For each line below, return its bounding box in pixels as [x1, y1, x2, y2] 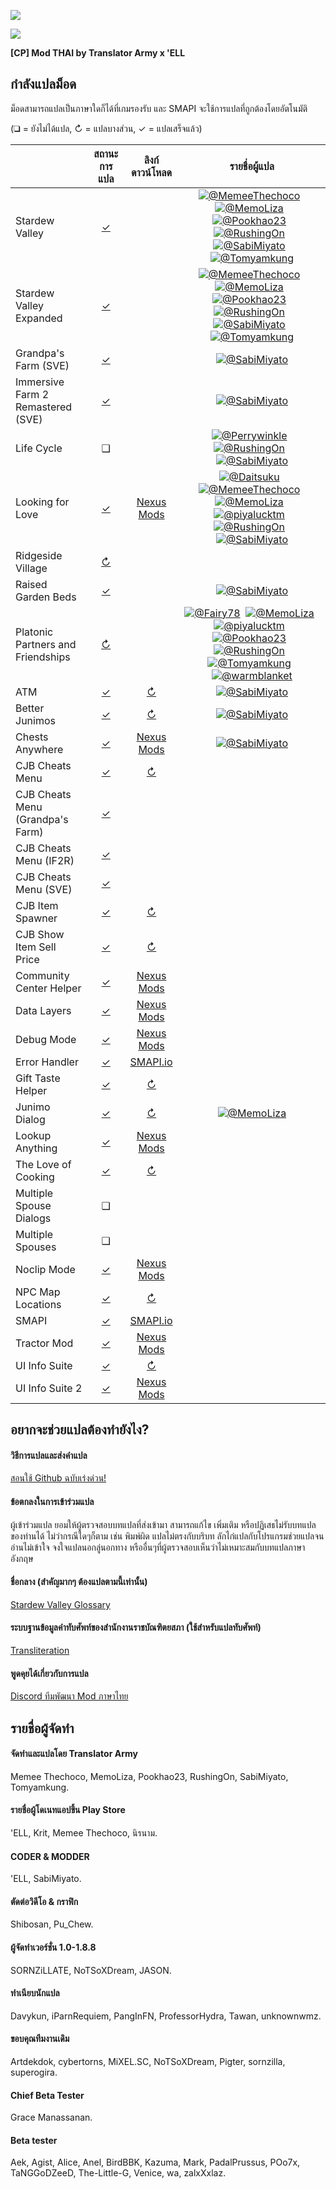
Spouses [15, 1240, 57, 1254]
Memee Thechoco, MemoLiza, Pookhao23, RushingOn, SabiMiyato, [10, 1770, 289, 1782]
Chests [15, 730, 49, 744]
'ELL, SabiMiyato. [10, 1873, 82, 1885]
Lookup [15, 1128, 52, 1142]
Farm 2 [15, 387, 49, 401]
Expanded [15, 311, 63, 325]
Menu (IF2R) [15, 853, 75, 867]
